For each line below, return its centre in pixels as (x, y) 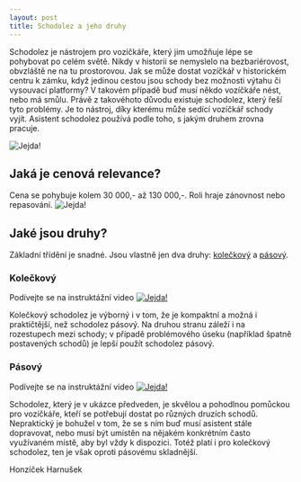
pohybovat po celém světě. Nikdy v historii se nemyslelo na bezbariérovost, (149, 61)
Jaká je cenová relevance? (85, 173)
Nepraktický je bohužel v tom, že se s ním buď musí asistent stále (131, 423)
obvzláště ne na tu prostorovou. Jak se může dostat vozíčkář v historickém (148, 71)
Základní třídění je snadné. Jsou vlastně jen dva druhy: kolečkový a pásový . (149, 255)
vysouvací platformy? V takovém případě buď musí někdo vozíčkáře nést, (145, 90)
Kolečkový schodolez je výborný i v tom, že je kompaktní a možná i (133, 315)
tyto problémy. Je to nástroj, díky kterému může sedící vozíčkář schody (142, 109)
